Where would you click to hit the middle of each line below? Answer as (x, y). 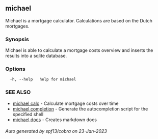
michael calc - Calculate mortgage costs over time (65, 103)
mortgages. (17, 26)
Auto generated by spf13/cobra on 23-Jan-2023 (56, 131)
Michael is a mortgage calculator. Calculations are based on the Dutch (79, 20)
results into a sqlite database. (36, 56)
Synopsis (17, 39)
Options (15, 69)
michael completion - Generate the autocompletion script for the (80, 108)
